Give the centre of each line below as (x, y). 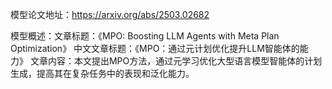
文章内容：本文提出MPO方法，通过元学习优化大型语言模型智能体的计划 (176, 61)
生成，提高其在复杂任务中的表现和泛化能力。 (102, 73)
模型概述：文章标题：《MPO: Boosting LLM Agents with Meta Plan (145, 36)
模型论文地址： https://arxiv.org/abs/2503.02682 (110, 14)
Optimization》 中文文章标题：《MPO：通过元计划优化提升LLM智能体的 (155, 48)
